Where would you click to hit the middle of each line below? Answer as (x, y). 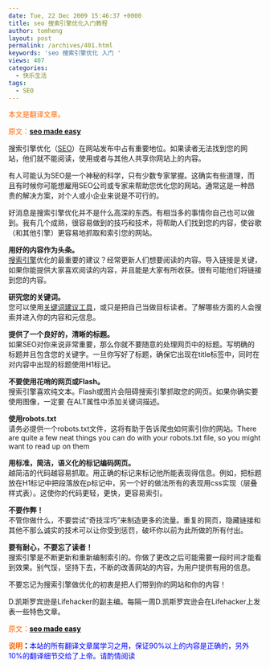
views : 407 (27, 61)
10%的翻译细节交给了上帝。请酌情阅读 (72, 656)
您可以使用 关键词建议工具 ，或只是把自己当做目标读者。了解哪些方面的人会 (131, 307)
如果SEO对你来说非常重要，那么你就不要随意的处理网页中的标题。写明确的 (132, 344)
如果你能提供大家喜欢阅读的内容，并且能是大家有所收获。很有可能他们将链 (131, 270)
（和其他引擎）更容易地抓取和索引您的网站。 (82, 233)
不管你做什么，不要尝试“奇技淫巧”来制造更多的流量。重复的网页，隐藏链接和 (135, 520)
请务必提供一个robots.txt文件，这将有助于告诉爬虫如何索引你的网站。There (133, 429)
